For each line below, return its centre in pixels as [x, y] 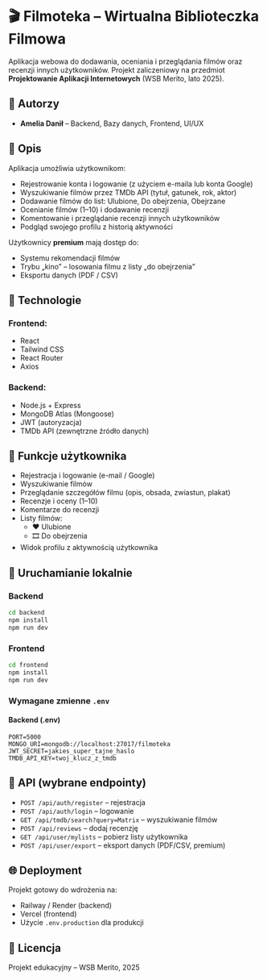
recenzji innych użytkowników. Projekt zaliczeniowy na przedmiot [117, 69]
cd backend [27, 613]
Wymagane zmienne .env [59, 701]
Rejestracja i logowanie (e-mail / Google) [87, 475]
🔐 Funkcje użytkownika [68, 456]
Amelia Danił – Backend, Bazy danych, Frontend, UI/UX [112, 123]
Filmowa [37, 39]
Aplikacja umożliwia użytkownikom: [67, 168]
